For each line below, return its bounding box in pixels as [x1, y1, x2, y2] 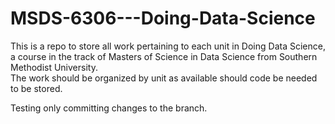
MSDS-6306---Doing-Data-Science [10, 7, 316, 30]
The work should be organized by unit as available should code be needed [10, 72, 318, 84]
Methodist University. [10, 61, 98, 73]
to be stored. [10, 82, 63, 94]
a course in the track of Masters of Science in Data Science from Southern [10, 50, 318, 62]
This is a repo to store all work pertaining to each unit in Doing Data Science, [10, 40, 326, 52]
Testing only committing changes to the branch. [10, 102, 208, 114]
